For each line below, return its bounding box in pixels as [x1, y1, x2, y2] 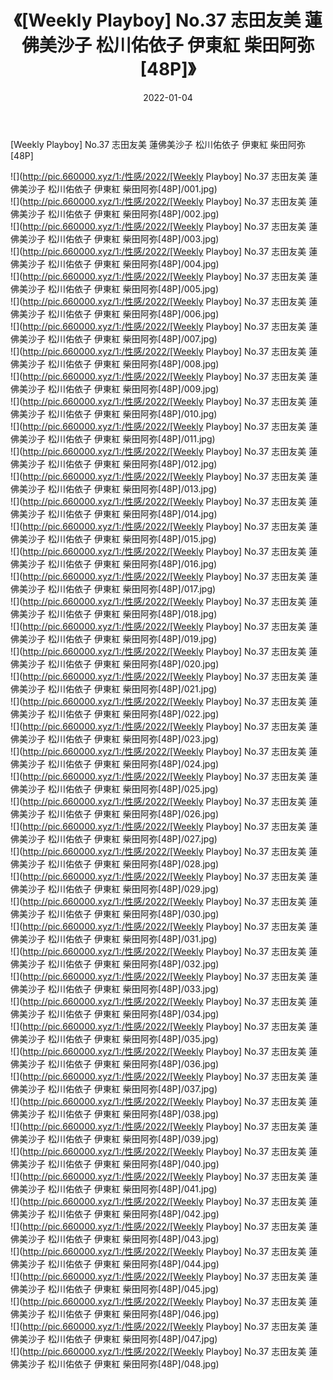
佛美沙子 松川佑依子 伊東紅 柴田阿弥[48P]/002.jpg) [10, 207, 220, 220]
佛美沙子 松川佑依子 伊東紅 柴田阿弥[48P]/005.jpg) [10, 282, 219, 295]
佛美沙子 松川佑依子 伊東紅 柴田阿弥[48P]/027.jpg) [10, 832, 218, 845]
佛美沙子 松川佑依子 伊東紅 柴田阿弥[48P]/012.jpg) [10, 457, 218, 470]
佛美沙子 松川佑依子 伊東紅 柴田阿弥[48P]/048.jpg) [10, 1357, 220, 1370]
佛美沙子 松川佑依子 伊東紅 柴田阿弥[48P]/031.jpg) [10, 932, 218, 945]
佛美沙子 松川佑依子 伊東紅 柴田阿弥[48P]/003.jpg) [10, 232, 220, 245]
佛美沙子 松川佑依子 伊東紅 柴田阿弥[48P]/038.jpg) [10, 1107, 220, 1120]
